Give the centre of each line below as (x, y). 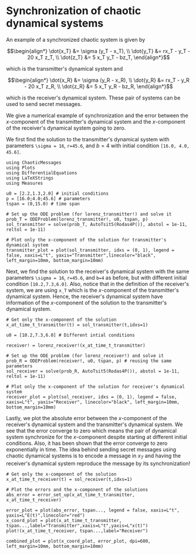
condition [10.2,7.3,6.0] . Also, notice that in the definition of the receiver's (98, 284)
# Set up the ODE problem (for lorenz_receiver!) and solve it (85, 355)
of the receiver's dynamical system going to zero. (66, 128)
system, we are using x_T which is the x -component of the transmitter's (92, 290)
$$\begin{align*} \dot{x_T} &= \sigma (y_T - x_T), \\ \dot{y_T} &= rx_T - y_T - (99, 51)
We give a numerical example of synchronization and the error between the (97, 115)
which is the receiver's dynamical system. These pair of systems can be (93, 98)
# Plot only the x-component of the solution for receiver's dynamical (95, 387)
